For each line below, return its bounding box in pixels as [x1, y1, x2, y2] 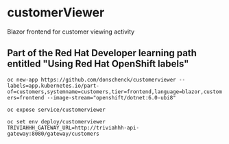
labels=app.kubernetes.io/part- [7, 82, 99, 89]
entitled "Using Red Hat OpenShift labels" [7, 58, 189, 70]
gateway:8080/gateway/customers [7, 130, 99, 137]
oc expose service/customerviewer [7, 106, 106, 113]
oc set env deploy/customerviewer [7, 118, 106, 125]
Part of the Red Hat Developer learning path [7, 47, 197, 59]
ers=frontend [7, 94, 45, 101]
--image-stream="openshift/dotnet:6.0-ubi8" [47, 94, 176, 101]
